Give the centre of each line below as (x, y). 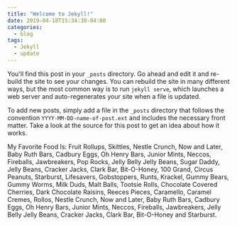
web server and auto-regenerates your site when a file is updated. (104, 96)
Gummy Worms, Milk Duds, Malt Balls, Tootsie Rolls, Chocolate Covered (112, 184)
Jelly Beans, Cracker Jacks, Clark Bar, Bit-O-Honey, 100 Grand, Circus (110, 169)
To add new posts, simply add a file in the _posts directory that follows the (116, 110)
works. (17, 133)
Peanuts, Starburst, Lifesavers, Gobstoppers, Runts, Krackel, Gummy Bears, (118, 177)
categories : (25, 27)
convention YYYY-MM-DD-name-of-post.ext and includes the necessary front (116, 117)
